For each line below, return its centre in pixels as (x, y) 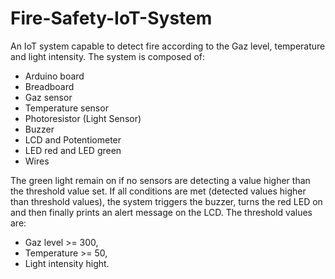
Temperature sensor (66, 108)
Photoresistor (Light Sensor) (83, 118)
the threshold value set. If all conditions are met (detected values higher (158, 191)
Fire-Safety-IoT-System (111, 18)
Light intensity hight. (67, 263)
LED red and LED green (73, 150)
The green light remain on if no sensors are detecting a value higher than (160, 180)
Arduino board (54, 76)
